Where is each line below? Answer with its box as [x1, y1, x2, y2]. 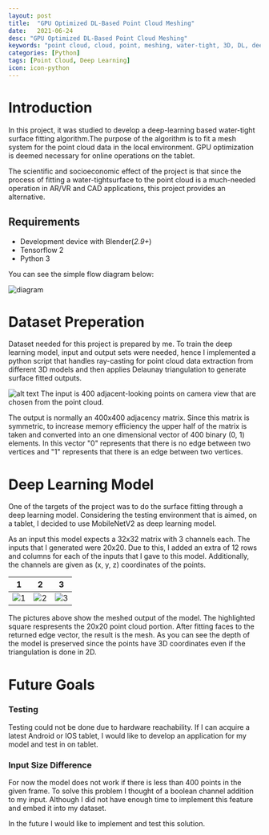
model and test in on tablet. [8, 739, 98, 749]
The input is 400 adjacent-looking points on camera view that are [40, 389, 256, 398]
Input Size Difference [8, 760, 92, 771]
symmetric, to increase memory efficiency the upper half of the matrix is [8, 422, 247, 431]
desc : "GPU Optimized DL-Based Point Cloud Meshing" [8, 34, 188, 43]
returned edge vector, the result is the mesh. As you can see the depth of [8, 630, 251, 640]
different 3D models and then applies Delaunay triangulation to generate [8, 365, 247, 374]
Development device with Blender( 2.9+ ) [19, 236, 152, 246]
